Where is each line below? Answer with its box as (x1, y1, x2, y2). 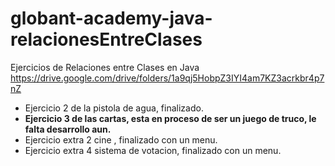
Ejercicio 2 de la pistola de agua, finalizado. (24, 102, 204, 114)
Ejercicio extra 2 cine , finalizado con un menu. (24, 133, 218, 146)
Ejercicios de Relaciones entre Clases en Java (10, 61, 200, 73)
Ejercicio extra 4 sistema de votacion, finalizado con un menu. (24, 144, 282, 156)
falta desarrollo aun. (24, 123, 112, 135)
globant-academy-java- (10, 7, 213, 30)
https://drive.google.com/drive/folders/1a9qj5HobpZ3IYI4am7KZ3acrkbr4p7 (10, 72, 325, 84)
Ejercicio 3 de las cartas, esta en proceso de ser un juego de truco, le (24, 112, 317, 124)
